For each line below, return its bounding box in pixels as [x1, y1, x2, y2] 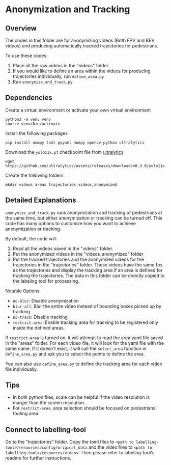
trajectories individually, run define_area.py [12, 73, 104, 79]
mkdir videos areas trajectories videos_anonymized [5, 182, 117, 187]
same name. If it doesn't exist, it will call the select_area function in [5, 345, 147, 351]
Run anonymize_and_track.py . [12, 79, 74, 85]
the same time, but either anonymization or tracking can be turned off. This [5, 215, 163, 221]
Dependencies [5, 93, 52, 102]
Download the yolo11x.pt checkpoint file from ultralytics [5, 149, 124, 155]
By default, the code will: [5, 235, 58, 241]
